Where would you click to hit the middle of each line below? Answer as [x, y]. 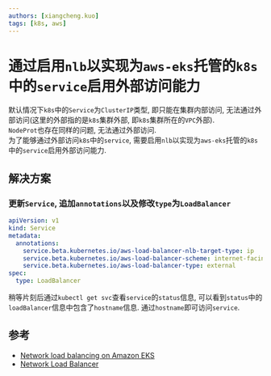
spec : [17, 273]
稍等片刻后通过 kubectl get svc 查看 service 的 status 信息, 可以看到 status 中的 [135, 297]
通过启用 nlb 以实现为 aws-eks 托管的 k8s [133, 66]
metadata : [25, 235]
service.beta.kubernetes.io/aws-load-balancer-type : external [129, 266]
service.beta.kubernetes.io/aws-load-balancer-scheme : [117, 258]
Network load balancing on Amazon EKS [87, 355]
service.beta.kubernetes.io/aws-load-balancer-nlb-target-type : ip [138, 251]
